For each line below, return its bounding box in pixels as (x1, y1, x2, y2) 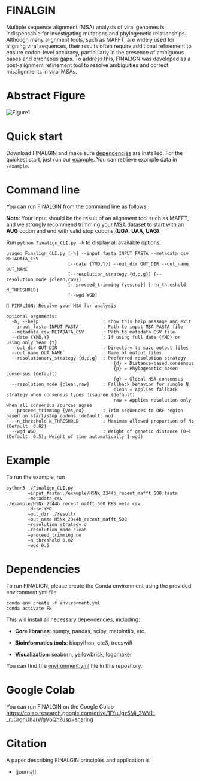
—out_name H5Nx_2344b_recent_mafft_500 (28, 516, 128, 522)
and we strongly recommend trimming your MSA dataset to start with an (6, 221, 184, 228)
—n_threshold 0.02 (28, 537, 74, 543)
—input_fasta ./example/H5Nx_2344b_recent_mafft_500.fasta (28, 490, 178, 496)
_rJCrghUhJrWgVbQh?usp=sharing (6, 716, 94, 723)
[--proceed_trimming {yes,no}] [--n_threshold (68, 282, 186, 288)
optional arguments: (6, 313, 58, 319)
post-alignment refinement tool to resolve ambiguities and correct (6, 61, 169, 69)
